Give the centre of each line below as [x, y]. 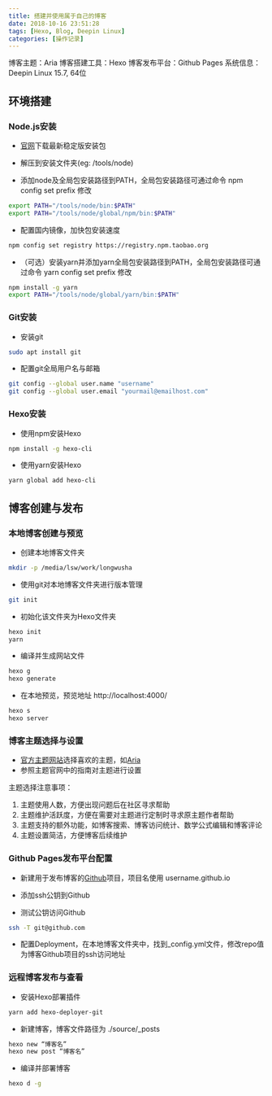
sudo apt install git [45, 352]
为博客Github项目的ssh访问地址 [73, 954]
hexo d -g [25, 1084]
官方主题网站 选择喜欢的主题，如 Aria [80, 760]
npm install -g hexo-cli [50, 448]
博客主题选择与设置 [46, 740]
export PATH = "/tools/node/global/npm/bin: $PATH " [92, 213]
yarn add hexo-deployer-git [56, 1012]
